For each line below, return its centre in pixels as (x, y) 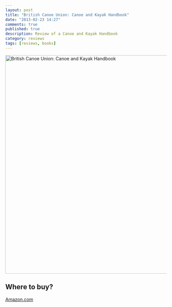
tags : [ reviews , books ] (31, 43)
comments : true (21, 24)
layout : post (19, 10)
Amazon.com (19, 299)
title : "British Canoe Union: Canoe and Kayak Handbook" (67, 15)
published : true (23, 29)
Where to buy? (29, 287)
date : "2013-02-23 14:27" (33, 19)
